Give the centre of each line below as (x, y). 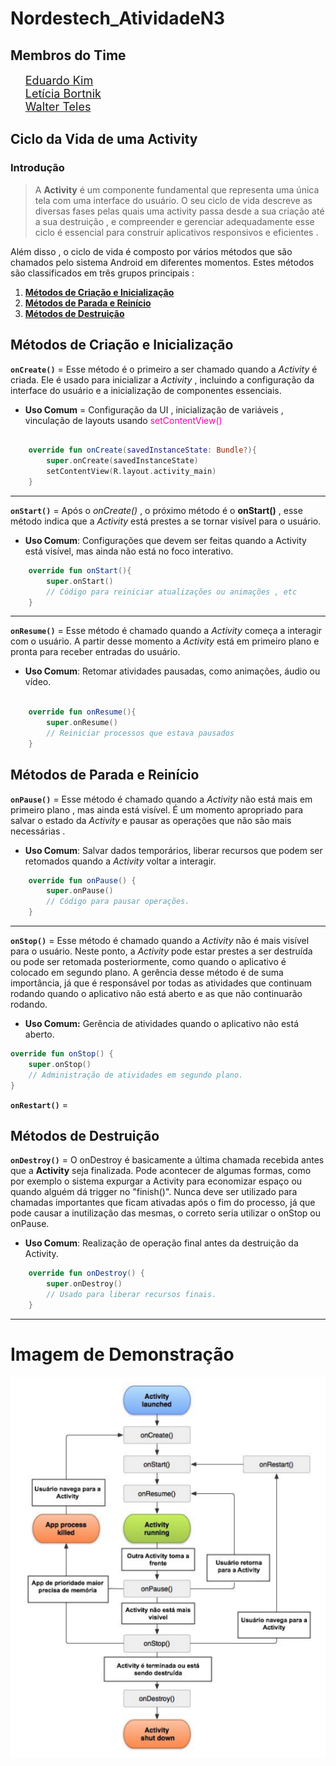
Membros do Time (68, 55)
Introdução (37, 168)
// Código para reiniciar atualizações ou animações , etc (172, 592)
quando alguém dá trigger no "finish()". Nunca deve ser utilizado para (154, 1192)
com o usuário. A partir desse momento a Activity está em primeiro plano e (165, 641)
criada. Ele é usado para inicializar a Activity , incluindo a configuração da (162, 379)
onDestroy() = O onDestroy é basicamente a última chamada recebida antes (167, 1160)
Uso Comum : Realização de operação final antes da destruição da (161, 1243)
